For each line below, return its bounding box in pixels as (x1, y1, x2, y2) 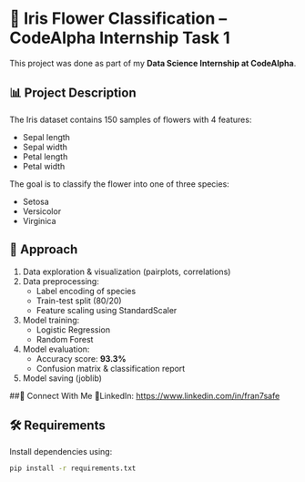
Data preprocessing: (22, 275, 100, 286)
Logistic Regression (36, 323, 111, 335)
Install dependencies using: (9, 446, 113, 457)
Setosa (22, 196, 50, 207)
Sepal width (22, 141, 68, 152)
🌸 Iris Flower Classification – (9, 8, 228, 29)
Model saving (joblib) (22, 373, 103, 384)
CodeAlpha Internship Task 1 (9, 27, 230, 48)
